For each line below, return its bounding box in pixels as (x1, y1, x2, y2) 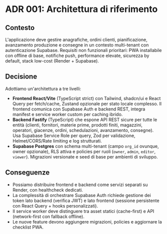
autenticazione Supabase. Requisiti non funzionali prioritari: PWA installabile (5, 47, 162, 53)
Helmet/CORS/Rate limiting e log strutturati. (12, 137, 102, 143)
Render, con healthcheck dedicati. (12, 186, 83, 193)
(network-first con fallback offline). (12, 213, 85, 219)
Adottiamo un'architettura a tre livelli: (5, 85, 81, 91)
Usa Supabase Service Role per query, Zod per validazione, (12, 132, 136, 138)
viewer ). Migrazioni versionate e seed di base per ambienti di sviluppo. (12, 153, 158, 159)
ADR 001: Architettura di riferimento (5, 3, 158, 15)
